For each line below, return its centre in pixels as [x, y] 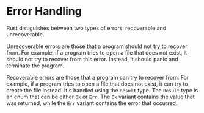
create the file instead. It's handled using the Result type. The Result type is [102, 90]
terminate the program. [35, 66]
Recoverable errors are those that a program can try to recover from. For [98, 77]
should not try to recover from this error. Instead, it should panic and [92, 59]
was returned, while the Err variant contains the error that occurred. [92, 103]
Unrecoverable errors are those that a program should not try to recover [97, 46]
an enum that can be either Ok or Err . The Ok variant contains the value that [100, 97]
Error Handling [44, 11]
